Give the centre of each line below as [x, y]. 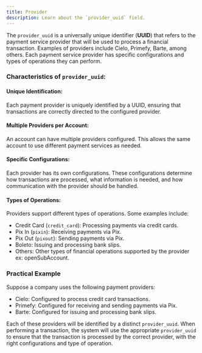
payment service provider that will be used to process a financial [87, 42]
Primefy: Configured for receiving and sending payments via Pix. [96, 305]
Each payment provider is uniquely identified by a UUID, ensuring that [94, 105]
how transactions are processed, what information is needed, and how [95, 180]
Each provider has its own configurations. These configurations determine [99, 173]
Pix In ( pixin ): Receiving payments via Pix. [68, 232]
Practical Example [33, 274]
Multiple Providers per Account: [48, 125]
